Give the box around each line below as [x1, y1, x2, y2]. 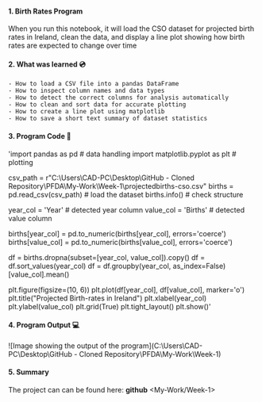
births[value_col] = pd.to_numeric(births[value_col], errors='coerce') [8, 237, 233, 247]
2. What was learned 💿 [8, 59, 86, 69]
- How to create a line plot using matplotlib [8, 108, 165, 116]
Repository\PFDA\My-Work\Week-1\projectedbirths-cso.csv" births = [8, 181, 234, 190]
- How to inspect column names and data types [8, 87, 165, 95]
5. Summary [8, 367, 49, 377]
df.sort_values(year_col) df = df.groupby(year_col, [8, 261, 171, 270]
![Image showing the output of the [8, 341, 120, 350]
